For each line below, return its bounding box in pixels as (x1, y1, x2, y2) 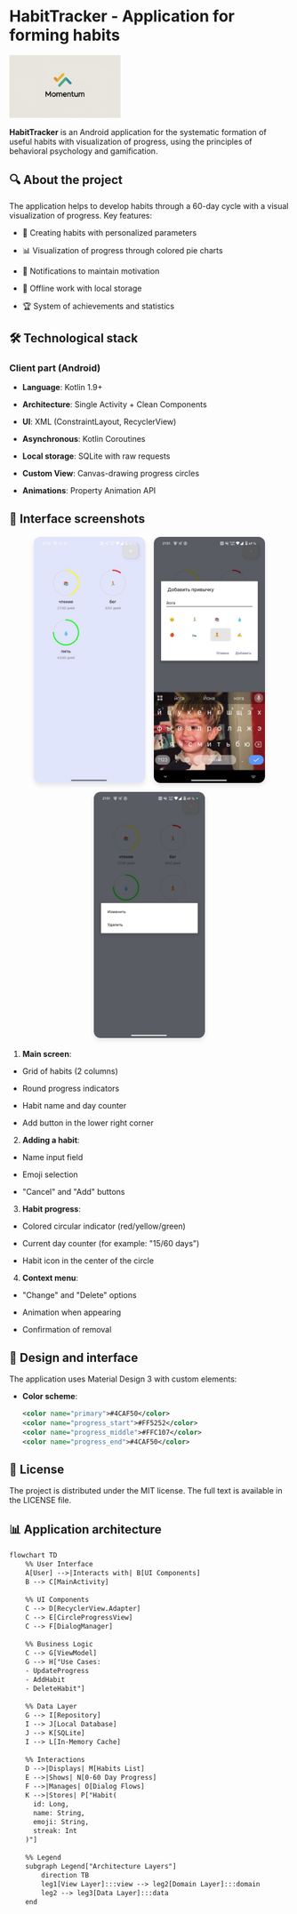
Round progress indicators (21, 1083, 120, 1094)
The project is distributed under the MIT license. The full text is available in (9, 1486, 283, 1496)
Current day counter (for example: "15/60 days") (21, 1238, 200, 1249)
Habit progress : (21, 1204, 82, 1214)
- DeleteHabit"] (25, 1685, 86, 1694)
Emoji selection (21, 1169, 78, 1180)
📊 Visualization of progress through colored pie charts (21, 244, 224, 255)
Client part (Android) (9, 362, 100, 374)
